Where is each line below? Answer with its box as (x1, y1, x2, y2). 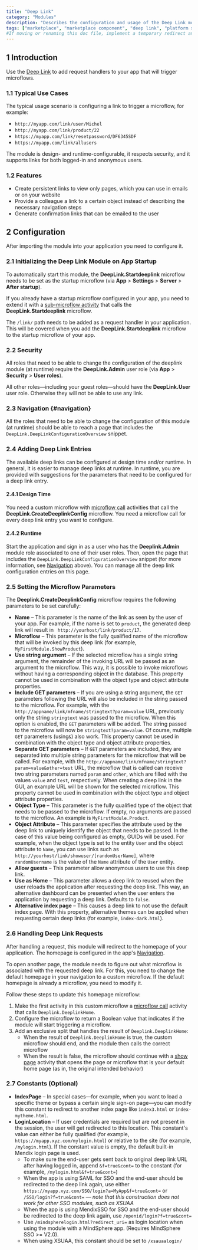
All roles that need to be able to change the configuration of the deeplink (6, 359, 183, 366)
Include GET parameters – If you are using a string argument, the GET (14, 689, 183, 696)
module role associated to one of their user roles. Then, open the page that (6, 549, 189, 556)
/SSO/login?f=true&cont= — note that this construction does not (23, 1193, 180, 1200)
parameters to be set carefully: (6, 602, 81, 609)
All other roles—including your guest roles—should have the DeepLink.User (6, 383, 191, 390)
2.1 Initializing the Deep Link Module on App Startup (6, 257, 157, 265)
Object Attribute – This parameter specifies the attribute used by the (14, 821, 182, 828)
